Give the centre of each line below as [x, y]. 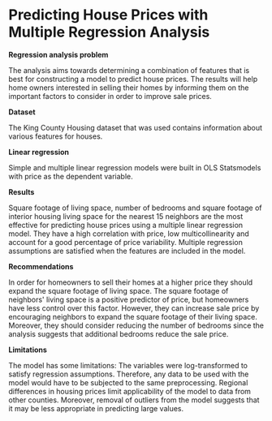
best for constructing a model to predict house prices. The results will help [133, 79]
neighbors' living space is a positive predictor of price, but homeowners [129, 299]
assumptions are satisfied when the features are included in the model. [127, 251]
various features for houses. [56, 136]
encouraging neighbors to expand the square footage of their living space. [133, 316]
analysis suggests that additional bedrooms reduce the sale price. [119, 333]
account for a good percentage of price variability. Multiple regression [126, 242]
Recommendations [41, 266]
